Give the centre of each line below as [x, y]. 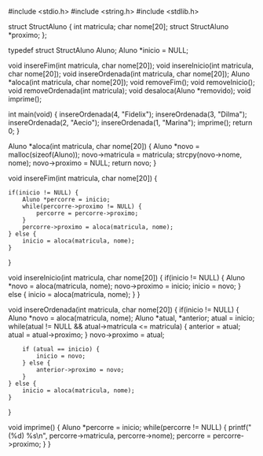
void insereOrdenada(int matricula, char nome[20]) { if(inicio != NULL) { [124, 310]
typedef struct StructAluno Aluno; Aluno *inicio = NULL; [99, 50]
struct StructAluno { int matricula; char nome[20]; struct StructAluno [119, 26]
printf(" [240, 427]
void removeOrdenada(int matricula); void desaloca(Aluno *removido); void [130, 91]
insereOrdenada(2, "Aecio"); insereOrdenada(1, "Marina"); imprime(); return [130, 122]
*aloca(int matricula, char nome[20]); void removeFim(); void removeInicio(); [131, 82]
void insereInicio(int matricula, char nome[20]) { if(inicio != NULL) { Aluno [127, 278]
